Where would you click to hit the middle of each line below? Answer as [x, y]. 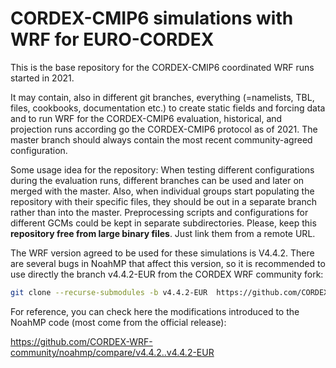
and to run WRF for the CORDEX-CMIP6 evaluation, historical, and [146, 118]
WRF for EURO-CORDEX [112, 39]
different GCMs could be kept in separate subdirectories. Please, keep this [163, 223]
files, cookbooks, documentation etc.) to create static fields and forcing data [168, 108]
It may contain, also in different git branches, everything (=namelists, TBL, [162, 97]
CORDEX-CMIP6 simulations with [152, 18]
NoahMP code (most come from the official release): [118, 322]
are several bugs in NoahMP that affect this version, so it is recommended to [168, 263]
